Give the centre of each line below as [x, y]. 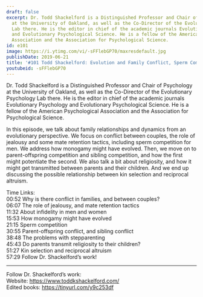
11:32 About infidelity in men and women [56, 212]
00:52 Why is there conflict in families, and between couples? [83, 199]
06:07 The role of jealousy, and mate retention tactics [73, 205]
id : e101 [17, 46]
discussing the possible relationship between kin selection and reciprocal [98, 175]
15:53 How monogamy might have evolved [59, 218]
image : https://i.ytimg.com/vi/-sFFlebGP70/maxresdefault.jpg [86, 52]
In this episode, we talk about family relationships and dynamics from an [96, 129]
